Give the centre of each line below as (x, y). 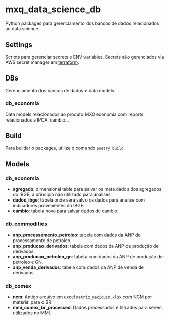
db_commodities (26, 224)
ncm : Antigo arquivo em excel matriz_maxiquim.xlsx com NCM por (82, 297)
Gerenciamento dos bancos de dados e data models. (60, 90)
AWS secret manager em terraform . (42, 62)
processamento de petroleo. (42, 240)
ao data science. (23, 28)
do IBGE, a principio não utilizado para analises (61, 195)
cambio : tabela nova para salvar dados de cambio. (66, 211)
